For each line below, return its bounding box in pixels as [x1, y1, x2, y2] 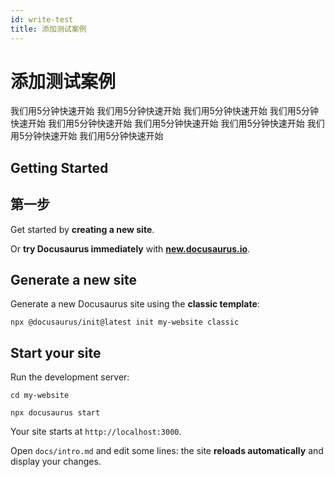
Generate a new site [10, 272, 138, 289]
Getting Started [10, 159, 109, 176]
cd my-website [10, 391, 70, 401]
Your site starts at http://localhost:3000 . [10, 426, 182, 438]
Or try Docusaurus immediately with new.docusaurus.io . [10, 242, 251, 255]
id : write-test [10, 14, 74, 25]
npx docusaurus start [10, 408, 101, 418]
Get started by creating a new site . [10, 223, 155, 235]
